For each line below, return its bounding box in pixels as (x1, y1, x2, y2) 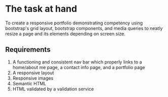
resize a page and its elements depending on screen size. (5, 30, 125, 37)
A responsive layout (12, 70, 54, 76)
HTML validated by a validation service (12, 86, 94, 92)
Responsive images (12, 75, 54, 81)
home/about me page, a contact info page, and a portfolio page (12, 64, 145, 70)
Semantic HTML (12, 80, 47, 86)
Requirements (5, 45, 51, 54)
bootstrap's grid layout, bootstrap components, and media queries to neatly (5, 25, 163, 31)
